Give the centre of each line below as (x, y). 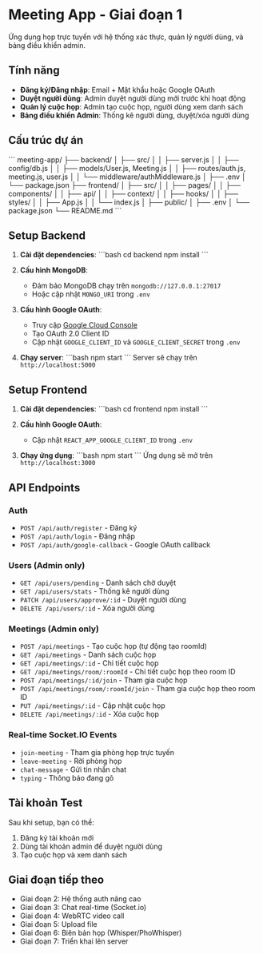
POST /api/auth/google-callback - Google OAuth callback (115, 544)
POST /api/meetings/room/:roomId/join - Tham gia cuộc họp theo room (137, 689)
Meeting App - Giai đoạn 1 (96, 15)
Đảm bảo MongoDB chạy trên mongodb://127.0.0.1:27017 (126, 286)
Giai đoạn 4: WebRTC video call (72, 916)
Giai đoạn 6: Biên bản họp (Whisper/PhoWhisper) (101, 933)
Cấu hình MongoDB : (54, 270)
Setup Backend (47, 235)
